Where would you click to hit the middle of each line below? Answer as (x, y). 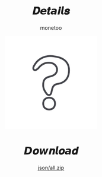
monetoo (51, 27)
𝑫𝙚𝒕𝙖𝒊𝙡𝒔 (51, 11)
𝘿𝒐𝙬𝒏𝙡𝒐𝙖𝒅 (51, 151)
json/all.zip (51, 167)
